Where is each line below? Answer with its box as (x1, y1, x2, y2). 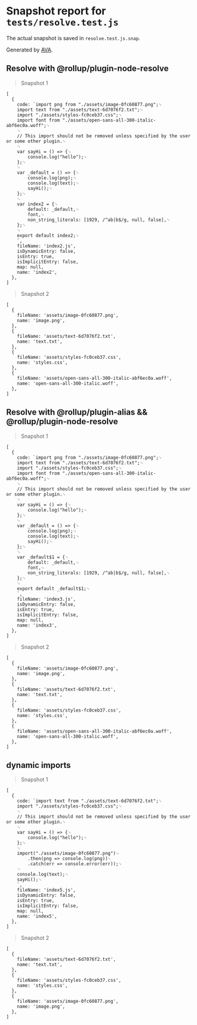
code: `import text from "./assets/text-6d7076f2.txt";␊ (17, 798, 162, 804)
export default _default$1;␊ (17, 585, 91, 591)
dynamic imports (6, 760, 71, 770)
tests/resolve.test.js (6, 17, 119, 28)
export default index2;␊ (17, 232, 79, 238)
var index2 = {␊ (17, 201, 59, 207)
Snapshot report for (6, 4, 106, 18)
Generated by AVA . (6, 46, 53, 53)
